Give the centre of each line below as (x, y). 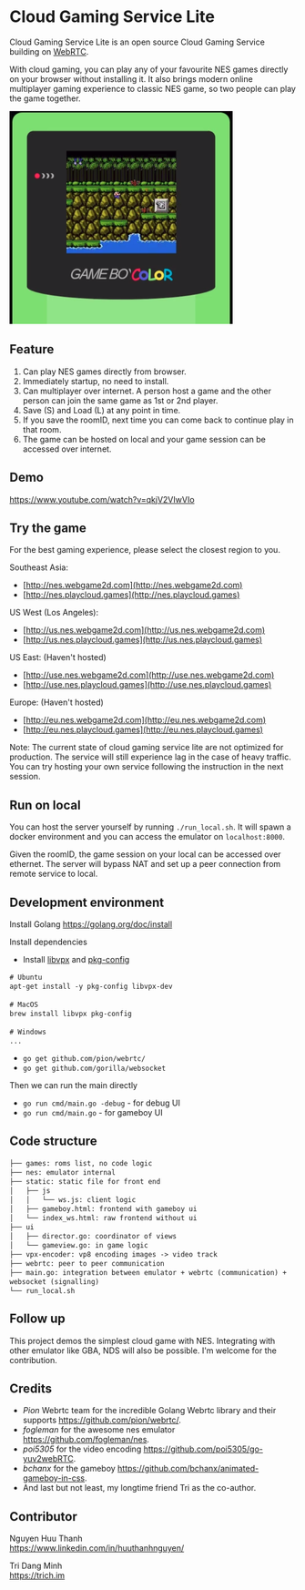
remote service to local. (54, 874)
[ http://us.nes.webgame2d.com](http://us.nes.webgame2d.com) (144, 630)
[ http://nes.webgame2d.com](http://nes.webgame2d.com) (132, 586)
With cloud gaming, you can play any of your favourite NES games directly (149, 69)
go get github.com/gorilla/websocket (94, 1068)
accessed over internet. (67, 449)
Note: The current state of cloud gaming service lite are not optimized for (147, 748)
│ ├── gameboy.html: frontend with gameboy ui (103, 1208)
